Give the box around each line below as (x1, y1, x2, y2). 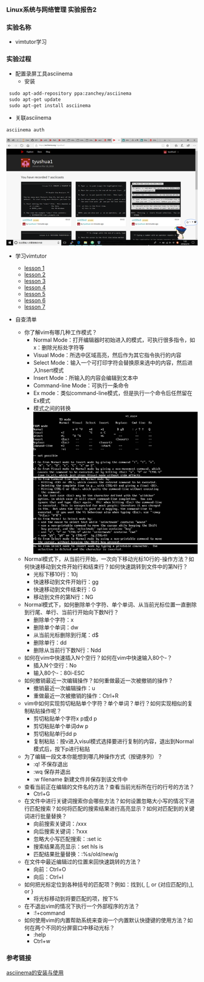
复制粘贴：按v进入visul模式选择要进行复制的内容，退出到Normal (33, 738, 194, 745)
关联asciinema (15, 114, 52, 121)
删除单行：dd (33, 639, 67, 647)
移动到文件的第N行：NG (33, 594, 93, 601)
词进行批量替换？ (24, 812, 67, 820)
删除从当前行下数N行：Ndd (33, 647, 101, 654)
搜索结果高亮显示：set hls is (33, 843, 104, 850)
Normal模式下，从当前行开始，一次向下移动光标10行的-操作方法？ (24, 555, 189, 563)
